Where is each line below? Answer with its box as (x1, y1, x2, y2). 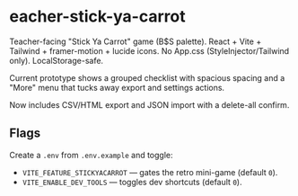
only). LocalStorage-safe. (9, 55, 104, 66)
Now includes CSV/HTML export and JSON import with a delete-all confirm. (9, 99, 290, 110)
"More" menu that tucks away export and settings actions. (9, 82, 225, 93)
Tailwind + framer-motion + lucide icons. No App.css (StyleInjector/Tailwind (9, 45, 290, 56)
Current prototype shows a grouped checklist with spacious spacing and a (9, 72, 285, 83)
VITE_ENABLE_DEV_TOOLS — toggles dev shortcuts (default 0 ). (22, 176, 242, 187)
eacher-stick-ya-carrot (9, 6, 186, 27)
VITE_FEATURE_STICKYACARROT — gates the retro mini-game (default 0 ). (22, 166, 278, 177)
